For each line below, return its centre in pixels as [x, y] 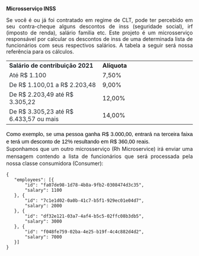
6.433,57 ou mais [34, 119]
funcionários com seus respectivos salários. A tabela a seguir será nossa [99, 45]
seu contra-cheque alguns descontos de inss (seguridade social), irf [99, 26]
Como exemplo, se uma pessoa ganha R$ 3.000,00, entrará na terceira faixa [99, 134]
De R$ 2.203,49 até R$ [41, 94]
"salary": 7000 [43, 237]
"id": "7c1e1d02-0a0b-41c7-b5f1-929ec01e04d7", [84, 201]
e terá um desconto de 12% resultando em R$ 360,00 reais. [78, 142]
